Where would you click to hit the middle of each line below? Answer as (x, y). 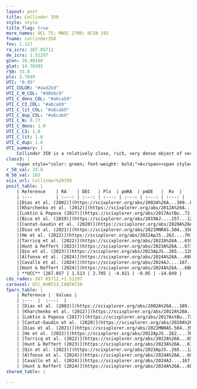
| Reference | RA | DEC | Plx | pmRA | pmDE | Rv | (99, 191)
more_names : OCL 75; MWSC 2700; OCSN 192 (57, 33)
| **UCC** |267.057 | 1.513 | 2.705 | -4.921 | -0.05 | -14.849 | (99, 273)
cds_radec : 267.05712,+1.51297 (44, 279)
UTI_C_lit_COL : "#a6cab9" (38, 110)
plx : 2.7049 (21, 77)
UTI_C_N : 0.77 (23, 121)
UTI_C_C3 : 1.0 (23, 132)
